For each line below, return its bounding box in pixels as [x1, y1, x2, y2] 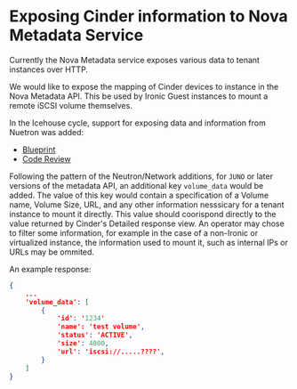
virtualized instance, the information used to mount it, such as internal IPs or [9, 237, 289, 247]
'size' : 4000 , [56, 339, 109, 348]
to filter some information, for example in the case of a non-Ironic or [9, 227, 259, 238]
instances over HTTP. [9, 64, 89, 75]
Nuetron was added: [9, 126, 84, 137]
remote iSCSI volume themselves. [9, 100, 133, 110]
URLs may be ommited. [9, 247, 95, 257]
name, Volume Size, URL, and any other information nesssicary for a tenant [9, 199, 285, 210]
